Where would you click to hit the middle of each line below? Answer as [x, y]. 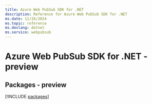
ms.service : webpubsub [28, 32]
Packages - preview [36, 85]
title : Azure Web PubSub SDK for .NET [44, 10]
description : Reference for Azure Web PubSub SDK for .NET [66, 14]
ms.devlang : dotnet [25, 28]
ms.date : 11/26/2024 [26, 19]
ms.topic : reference [26, 23]
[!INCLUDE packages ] [27, 96]
